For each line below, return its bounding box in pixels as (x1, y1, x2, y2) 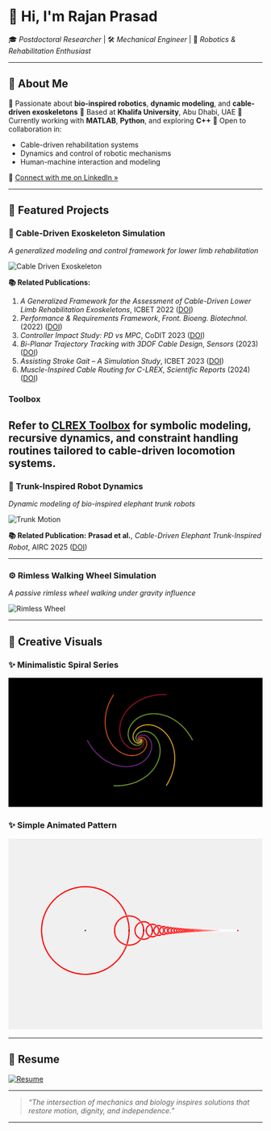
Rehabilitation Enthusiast (8, 46, 91, 56)
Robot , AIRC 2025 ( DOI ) (8, 542, 88, 552)
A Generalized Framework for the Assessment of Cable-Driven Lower (19, 296, 252, 306)
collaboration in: (8, 124, 62, 134)
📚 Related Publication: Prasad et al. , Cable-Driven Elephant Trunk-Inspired (8, 531, 262, 540)
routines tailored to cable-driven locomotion (8, 444, 236, 457)
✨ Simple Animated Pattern (8, 820, 118, 831)
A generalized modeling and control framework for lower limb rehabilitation (8, 246, 259, 256)
